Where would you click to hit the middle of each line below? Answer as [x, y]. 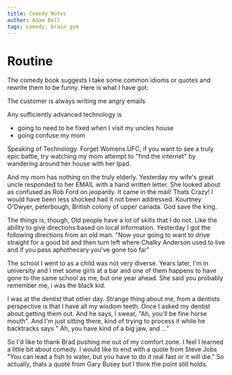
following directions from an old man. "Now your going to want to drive [109, 235]
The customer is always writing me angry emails [76, 101]
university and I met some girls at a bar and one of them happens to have [112, 271]
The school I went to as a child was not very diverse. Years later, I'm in [108, 263]
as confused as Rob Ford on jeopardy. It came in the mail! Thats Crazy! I [110, 192]
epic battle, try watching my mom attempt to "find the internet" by [101, 157]
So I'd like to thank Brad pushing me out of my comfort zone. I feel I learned [115, 342]
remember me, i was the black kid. [57, 285]
